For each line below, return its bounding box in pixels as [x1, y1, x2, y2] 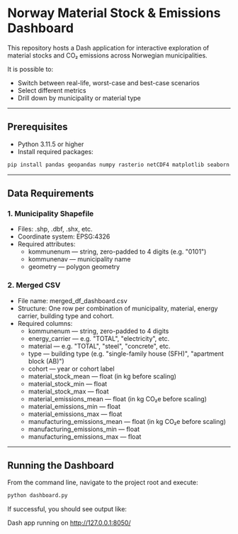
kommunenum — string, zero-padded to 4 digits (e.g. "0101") [28, 247, 207, 256]
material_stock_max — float [28, 387, 109, 396]
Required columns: [17, 319, 73, 327]
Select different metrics [17, 86, 86, 94]
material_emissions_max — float [28, 410, 123, 418]
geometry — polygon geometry [28, 263, 120, 271]
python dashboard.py [7, 492, 69, 499]
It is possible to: [7, 65, 54, 73]
